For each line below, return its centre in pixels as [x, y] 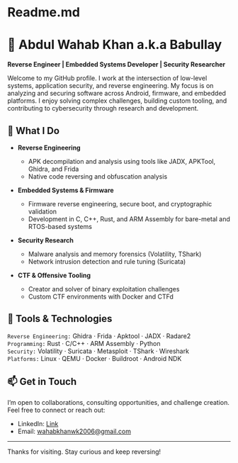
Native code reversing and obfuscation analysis [98, 176]
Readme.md [44, 12]
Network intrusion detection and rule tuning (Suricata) [107, 261]
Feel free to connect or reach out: [56, 410]
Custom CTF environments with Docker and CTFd [101, 296]
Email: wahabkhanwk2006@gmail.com [74, 431]
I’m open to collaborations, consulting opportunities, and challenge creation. [119, 402]
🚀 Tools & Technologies [60, 319]
